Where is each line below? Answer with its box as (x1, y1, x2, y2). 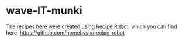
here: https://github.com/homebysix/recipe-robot (6, 29, 125, 36)
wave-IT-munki (6, 4, 83, 17)
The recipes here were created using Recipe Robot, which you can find (6, 23, 177, 30)
